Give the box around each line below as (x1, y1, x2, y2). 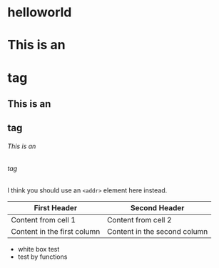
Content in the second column (106, 227, 208, 237)
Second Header (130, 203, 185, 213)
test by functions (17, 252, 68, 261)
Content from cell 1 (11, 215, 76, 225)
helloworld (7, 4, 72, 21)
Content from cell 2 (106, 215, 173, 225)
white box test (17, 245, 60, 254)
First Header (34, 203, 77, 213)
